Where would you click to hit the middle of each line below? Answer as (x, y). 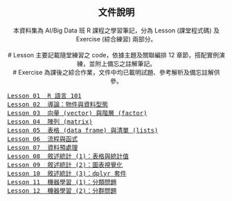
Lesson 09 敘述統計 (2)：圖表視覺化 (65, 165)
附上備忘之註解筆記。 (125, 64)
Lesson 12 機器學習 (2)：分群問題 (62, 191)
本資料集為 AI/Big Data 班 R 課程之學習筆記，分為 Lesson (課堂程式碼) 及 (116, 30)
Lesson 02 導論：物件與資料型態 (58, 104)
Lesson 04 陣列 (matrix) (50, 122)
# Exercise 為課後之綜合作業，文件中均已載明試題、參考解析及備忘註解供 (116, 72)
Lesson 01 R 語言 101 (44, 96)
